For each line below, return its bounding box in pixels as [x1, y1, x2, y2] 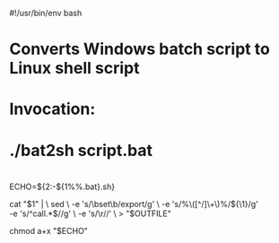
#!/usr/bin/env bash [9, 8, 83, 18]
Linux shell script [9, 58, 140, 79]
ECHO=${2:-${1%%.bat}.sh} [9, 181, 115, 192]
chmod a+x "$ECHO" [9, 225, 88, 236]
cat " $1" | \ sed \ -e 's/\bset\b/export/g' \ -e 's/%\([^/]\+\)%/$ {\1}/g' [9, 198, 258, 209]
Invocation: [9, 99, 96, 119]
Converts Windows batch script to [9, 39, 271, 59]
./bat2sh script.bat [9, 140, 153, 161]
